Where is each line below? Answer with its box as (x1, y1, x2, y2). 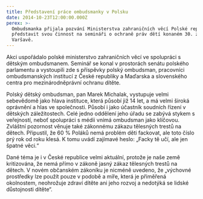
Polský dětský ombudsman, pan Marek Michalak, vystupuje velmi (6, 91, 169, 98)
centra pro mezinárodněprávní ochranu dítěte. (6, 79, 121, 86)
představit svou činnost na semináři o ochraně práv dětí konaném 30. (11, 31, 193, 37)
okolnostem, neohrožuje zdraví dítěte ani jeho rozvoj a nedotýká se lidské (6, 179, 189, 186)
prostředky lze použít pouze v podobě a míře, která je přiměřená (6, 173, 167, 180)
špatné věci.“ (6, 142, 39, 149)
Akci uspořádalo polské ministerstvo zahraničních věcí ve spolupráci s (6, 54, 181, 60)
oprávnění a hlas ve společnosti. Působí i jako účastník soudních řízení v (6, 104, 186, 110)
